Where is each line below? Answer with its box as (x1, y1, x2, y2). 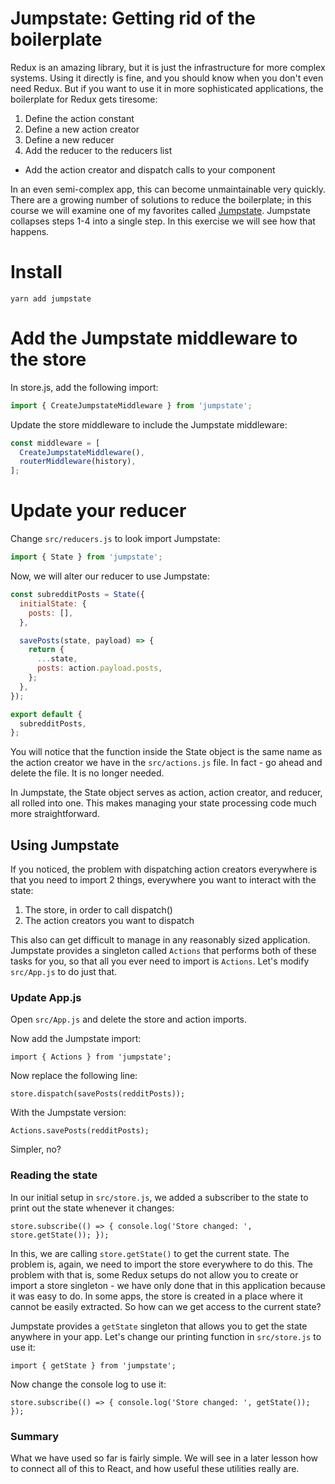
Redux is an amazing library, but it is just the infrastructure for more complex (10, 61, 326, 73)
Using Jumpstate (10, 837, 120, 854)
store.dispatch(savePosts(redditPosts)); (10, 1089, 186, 1099)
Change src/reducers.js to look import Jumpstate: (10, 533, 221, 545)
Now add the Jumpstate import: (10, 1033, 142, 1045)
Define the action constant (24, 112, 135, 124)
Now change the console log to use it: (10, 1378, 167, 1390)
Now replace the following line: (10, 1070, 138, 1082)
